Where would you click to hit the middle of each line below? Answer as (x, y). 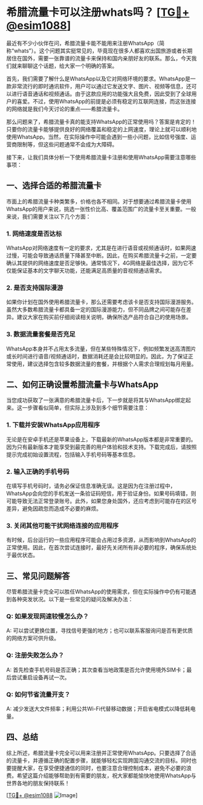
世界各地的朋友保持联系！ (38, 783)
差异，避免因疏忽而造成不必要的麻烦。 (54, 509)
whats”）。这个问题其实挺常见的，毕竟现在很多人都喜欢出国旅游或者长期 (103, 50)
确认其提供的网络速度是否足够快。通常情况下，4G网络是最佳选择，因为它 (97, 263)
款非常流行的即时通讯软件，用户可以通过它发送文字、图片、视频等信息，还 (99, 86)
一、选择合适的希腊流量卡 (54, 186)
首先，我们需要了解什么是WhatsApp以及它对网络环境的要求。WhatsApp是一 (101, 79)
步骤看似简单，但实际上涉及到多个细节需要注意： (88, 408)
